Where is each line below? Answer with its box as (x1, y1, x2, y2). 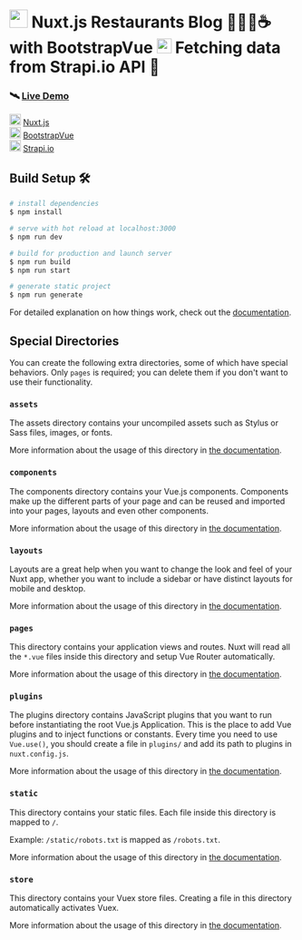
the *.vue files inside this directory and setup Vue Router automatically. (9, 651, 276, 662)
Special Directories (9, 333, 120, 348)
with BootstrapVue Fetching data (9, 37, 281, 58)
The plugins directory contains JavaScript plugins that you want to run (9, 710, 272, 720)
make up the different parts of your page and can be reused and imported (9, 495, 286, 506)
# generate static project (9, 282, 112, 291)
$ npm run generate (9, 290, 83, 299)
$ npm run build (9, 257, 71, 267)
